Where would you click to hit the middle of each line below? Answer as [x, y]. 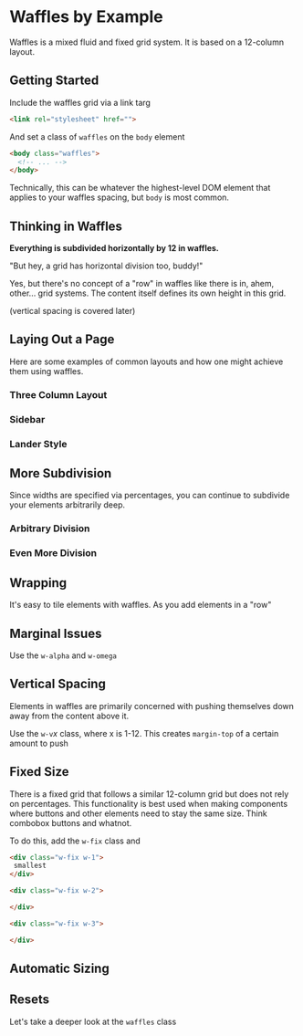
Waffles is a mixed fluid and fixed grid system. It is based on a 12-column [147, 42]
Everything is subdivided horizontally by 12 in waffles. [114, 248]
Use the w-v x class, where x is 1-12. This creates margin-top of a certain [144, 733]
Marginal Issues [56, 633]
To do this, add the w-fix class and [75, 841]
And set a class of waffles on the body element [97, 136]
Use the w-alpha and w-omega [63, 655]
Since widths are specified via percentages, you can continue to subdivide [150, 496]
